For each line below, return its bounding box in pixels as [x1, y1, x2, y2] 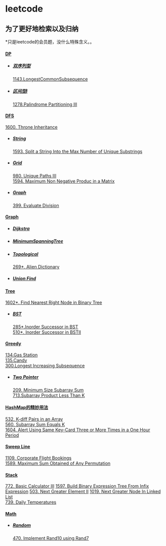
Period [5, 432, 19, 438]
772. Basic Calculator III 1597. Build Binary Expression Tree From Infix [5, 483, 149, 489]
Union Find [12, 275, 36, 281]
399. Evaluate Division [12, 202, 59, 208]
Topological [12, 251, 38, 257]
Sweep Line [5, 443, 30, 450]
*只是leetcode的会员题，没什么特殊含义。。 [5, 39, 95, 44]
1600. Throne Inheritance [5, 124, 58, 130]
